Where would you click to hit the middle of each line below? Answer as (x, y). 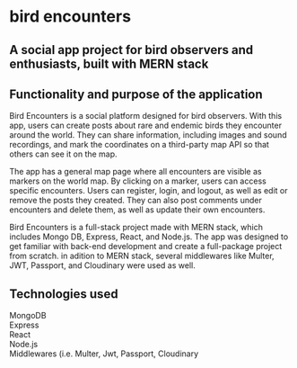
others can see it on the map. (64, 154)
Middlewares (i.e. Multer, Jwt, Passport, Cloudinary (104, 354)
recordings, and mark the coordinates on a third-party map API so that (139, 145)
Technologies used (64, 294)
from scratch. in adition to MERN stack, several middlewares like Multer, (142, 256)
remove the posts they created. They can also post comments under (136, 201)
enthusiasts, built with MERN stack (109, 63)
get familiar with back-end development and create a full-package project (146, 247)
